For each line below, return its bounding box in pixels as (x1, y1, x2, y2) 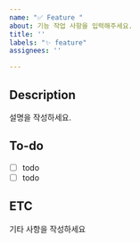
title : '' (9, 29, 46, 38)
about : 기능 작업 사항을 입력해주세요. (9, 21, 133, 30)
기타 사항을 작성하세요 (9, 223, 86, 234)
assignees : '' (9, 46, 62, 55)
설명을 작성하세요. (9, 112, 72, 122)
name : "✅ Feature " (9, 13, 83, 22)
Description (9, 87, 76, 103)
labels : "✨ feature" (9, 38, 87, 47)
